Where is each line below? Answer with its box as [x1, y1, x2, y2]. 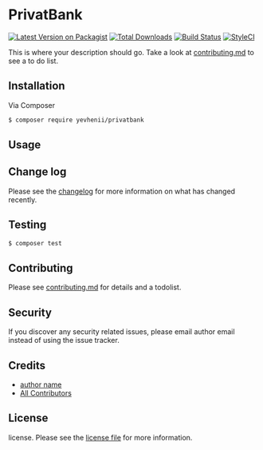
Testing [8, 218, 47, 232]
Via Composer [8, 100, 56, 110]
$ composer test [8, 239, 62, 247]
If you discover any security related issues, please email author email [8, 327, 235, 337]
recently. [8, 194, 37, 205]
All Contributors [19, 388, 72, 397]
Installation [8, 79, 65, 93]
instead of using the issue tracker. [8, 336, 120, 345]
